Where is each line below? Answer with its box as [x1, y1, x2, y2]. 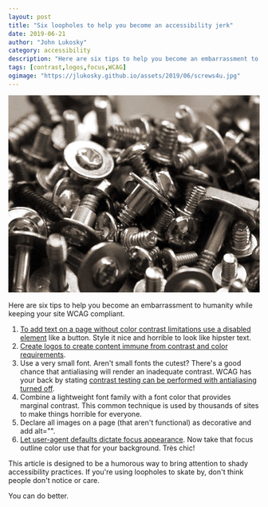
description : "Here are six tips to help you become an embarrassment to [8, 55, 259, 63]
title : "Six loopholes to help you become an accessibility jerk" [8, 21, 234, 30]
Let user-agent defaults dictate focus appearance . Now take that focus [19, 435, 254, 445]
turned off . [19, 384, 55, 394]
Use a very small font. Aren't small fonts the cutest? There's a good [19, 358, 242, 368]
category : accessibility [8, 46, 91, 55]
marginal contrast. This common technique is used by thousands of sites [19, 401, 259, 410]
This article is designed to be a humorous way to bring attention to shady [8, 459, 249, 469]
